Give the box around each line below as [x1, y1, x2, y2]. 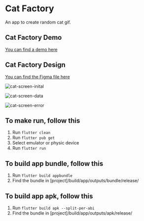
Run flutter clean [12, 130, 51, 136]
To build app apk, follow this [5, 192, 93, 200]
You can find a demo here [5, 46, 58, 52]
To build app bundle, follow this [5, 159, 104, 167]
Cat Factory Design [5, 61, 66, 69]
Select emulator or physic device [12, 140, 79, 146]
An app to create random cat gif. [5, 19, 71, 25]
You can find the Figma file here [5, 74, 70, 80]
